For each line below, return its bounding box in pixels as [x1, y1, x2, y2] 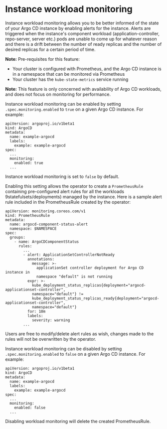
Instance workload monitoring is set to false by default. [5, 173, 120, 179]
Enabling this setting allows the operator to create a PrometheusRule [5, 183, 144, 189]
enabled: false [14, 405, 46, 410]
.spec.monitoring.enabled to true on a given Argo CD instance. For [5, 106, 144, 112]
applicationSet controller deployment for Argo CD [36, 265, 144, 270]
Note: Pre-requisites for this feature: [5, 56, 80, 62]
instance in [5, 270, 30, 275]
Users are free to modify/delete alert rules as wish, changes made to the [5, 330, 154, 337]
